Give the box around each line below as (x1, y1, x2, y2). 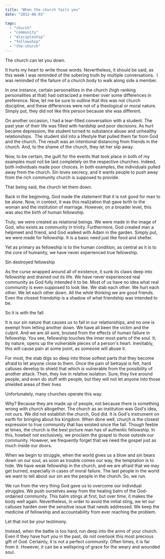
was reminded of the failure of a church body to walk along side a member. (5, 77, 158, 83)
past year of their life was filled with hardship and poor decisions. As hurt (5, 123, 154, 129)
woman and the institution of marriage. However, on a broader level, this (5, 204, 152, 210)
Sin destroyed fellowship (5, 259, 55, 265)
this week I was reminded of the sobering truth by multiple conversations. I (5, 72, 158, 78)
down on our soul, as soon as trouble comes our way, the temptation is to (5, 457, 154, 463)
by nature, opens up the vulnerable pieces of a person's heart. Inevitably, (5, 340, 154, 346)
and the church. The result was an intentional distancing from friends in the (5, 138, 158, 144)
